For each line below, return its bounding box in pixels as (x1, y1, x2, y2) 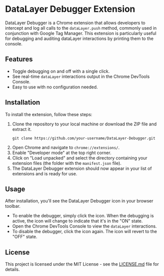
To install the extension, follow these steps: (5, 111, 92, 117)
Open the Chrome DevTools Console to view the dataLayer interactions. (12, 223, 157, 229)
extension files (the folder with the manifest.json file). (12, 160, 122, 166)
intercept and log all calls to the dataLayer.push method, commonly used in (5, 25, 157, 31)
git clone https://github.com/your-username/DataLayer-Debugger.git (12, 136, 156, 141)
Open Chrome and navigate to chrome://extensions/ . (12, 144, 120, 150)
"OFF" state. (12, 234, 38, 240)
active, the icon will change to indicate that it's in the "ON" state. (12, 218, 143, 224)
